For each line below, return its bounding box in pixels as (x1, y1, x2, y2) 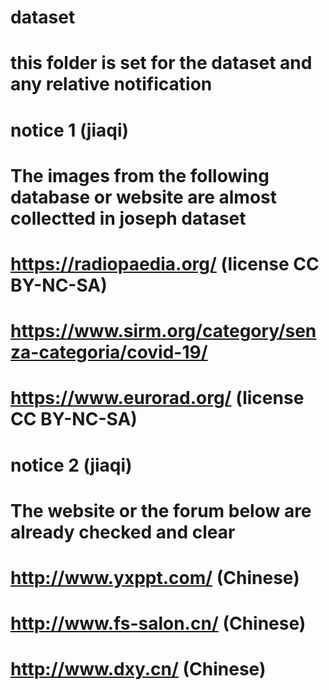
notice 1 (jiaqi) (10, 119, 130, 141)
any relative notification (10, 73, 213, 96)
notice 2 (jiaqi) (10, 454, 133, 476)
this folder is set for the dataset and (10, 52, 313, 75)
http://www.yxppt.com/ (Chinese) (10, 566, 300, 589)
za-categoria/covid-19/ (10, 341, 208, 364)
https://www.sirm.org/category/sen (10, 320, 317, 343)
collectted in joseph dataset (10, 207, 247, 230)
